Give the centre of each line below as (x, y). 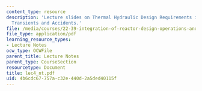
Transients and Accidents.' (47, 23)
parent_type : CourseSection (41, 62)
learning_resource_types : (38, 40)
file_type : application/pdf (41, 34)
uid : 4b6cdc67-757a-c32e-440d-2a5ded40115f (62, 78)
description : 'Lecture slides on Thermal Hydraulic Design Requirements (99, 17)
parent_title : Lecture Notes (43, 56)
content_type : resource (36, 12)
